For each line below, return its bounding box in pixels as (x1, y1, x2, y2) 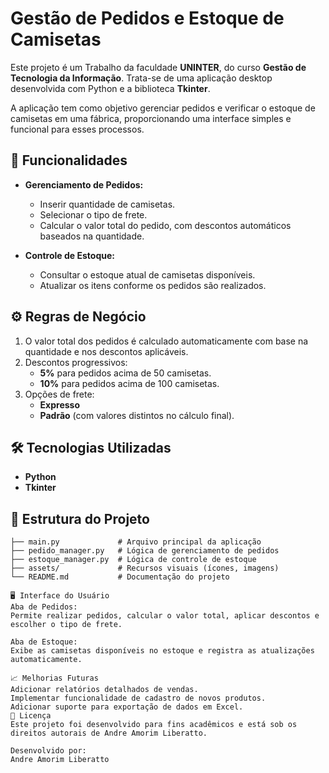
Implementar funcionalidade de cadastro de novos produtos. (10, 693, 267, 704)
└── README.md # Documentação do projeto (10, 572, 230, 582)
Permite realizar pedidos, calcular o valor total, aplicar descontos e (10, 611, 320, 621)
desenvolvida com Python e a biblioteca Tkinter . (10, 82, 211, 94)
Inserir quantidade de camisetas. (39, 198, 176, 210)
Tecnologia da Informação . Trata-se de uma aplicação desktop (10, 72, 273, 84)
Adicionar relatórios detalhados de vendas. (10, 685, 199, 695)
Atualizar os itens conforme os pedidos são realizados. (39, 279, 267, 291)
